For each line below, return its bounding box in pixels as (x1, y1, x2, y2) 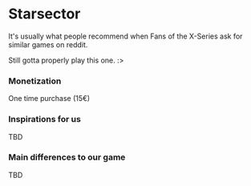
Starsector (8, 5, 81, 23)
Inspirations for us (8, 114, 82, 125)
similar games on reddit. (8, 39, 88, 49)
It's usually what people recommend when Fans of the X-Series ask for (8, 31, 243, 41)
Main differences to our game (8, 152, 126, 163)
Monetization (8, 75, 62, 87)
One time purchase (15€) (8, 94, 91, 103)
